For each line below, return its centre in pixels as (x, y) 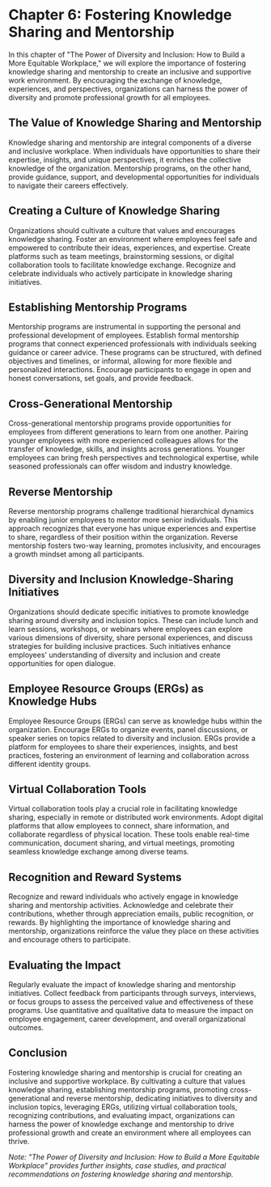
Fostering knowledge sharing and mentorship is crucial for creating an (125, 1072)
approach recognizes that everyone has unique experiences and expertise (132, 528)
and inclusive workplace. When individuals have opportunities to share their (135, 150)
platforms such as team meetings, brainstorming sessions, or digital (121, 256)
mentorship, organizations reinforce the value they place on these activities (134, 931)
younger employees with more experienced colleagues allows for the (123, 441)
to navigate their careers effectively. (68, 185)
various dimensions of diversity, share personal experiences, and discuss (131, 638)
